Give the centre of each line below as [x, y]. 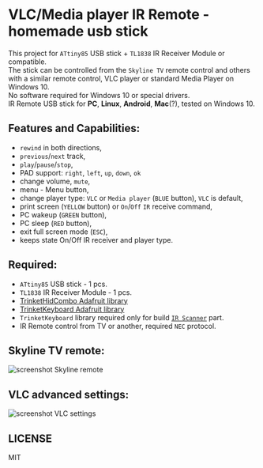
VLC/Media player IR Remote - [109, 15]
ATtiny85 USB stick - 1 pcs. [64, 284]
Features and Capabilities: [74, 128]
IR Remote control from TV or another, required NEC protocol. [118, 326]
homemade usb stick [78, 31]
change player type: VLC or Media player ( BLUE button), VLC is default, [131, 198]
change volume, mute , [55, 181]
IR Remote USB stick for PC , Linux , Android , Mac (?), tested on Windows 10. [131, 104]
